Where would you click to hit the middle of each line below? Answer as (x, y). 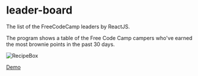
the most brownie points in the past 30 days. (60, 44)
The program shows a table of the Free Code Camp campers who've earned (99, 38)
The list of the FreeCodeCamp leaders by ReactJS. (68, 27)
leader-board (39, 10)
